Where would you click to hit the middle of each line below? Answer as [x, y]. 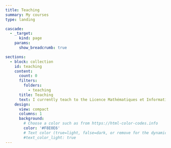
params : [22, 43]
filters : [28, 81]
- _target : [21, 34]
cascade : [15, 29]
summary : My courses [27, 15]
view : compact [34, 109]
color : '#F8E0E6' [42, 128]
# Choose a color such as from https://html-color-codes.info [91, 124]
